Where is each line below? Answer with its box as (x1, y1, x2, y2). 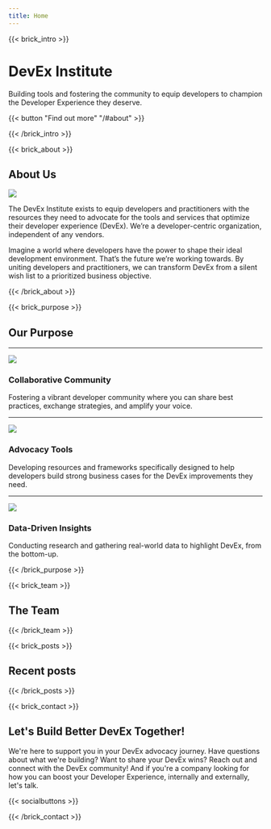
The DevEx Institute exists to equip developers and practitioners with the (8, 204, 250, 214)
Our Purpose (8, 326, 74, 340)
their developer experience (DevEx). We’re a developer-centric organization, (8, 221, 262, 231)
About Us (8, 167, 56, 181)
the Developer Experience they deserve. (8, 98, 143, 107)
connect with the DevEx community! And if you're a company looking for (8, 763, 250, 773)
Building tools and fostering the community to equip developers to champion (8, 89, 263, 98)
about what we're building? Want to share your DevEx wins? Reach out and (8, 755, 258, 764)
